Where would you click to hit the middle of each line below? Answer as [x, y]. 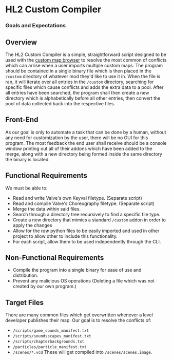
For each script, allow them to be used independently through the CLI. [87, 241]
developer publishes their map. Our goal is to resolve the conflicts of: [78, 320]
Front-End [22, 120]
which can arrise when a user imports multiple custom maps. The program [84, 65]
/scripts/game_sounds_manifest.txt [51, 331]
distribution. [25, 275]
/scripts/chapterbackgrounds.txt [49, 342]
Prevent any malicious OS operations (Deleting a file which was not [84, 281]
